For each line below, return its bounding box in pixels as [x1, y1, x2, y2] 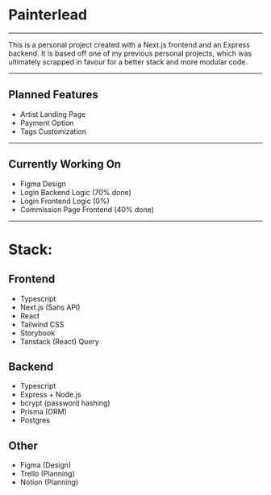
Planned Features [8, 88, 99, 102]
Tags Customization [19, 127, 87, 136]
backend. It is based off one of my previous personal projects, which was [8, 48, 252, 58]
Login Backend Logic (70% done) [19, 187, 131, 197]
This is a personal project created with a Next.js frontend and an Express [8, 40, 250, 49]
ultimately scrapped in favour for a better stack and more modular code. [8, 56, 248, 66]
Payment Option [19, 118, 74, 127]
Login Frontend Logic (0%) [19, 196, 110, 206]
